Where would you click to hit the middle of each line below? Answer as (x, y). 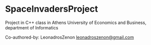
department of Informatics (32, 27)
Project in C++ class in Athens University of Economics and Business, (76, 22)
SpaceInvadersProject (52, 9)
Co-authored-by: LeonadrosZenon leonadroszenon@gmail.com (70, 37)
